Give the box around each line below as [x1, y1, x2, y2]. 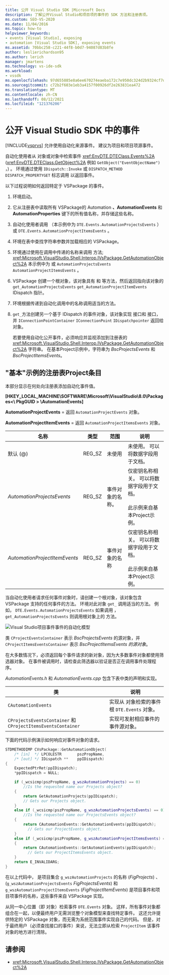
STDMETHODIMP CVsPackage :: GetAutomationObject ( [5, 747, 107, 752]
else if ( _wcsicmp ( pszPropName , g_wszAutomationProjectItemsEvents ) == [14, 836, 167, 841]
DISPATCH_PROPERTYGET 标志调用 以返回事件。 [5, 172, 97, 178]
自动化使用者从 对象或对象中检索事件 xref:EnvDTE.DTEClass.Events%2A [5, 153, 155, 159]
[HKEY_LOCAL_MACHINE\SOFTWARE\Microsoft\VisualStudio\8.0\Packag [5, 393, 163, 399]
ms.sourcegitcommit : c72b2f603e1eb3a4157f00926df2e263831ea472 [5, 82, 141, 87]
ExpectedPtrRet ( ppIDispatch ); [14, 766, 78, 771]
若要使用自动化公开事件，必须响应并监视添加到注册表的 [12, 335, 127, 341]
